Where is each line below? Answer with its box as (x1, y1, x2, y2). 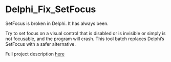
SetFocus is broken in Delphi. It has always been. (5, 20, 109, 26)
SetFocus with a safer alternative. (5, 41, 76, 47)
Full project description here (5, 51, 65, 57)
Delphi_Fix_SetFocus (5, 4, 96, 15)
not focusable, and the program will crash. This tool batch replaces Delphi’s (5, 36, 165, 42)
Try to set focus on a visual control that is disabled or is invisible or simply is (5, 30, 166, 36)
